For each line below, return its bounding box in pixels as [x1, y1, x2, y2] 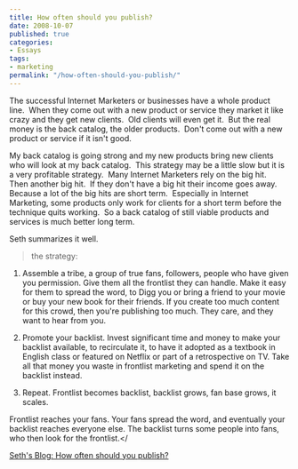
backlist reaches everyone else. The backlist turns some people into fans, [9, 423, 280, 433]
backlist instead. [21, 370, 83, 380]
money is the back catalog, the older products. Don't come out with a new [9, 123, 283, 134]
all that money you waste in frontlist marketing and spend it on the [21, 361, 265, 371]
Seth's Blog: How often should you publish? [9, 449, 169, 460]
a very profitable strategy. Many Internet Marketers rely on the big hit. [9, 169, 267, 179]
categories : [9, 37, 53, 47]
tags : [9, 54, 29, 63]
